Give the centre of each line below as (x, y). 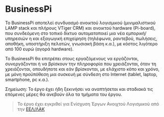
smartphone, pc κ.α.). (27, 79)
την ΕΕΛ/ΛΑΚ (31, 109)
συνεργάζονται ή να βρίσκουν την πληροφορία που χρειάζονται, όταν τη (81, 64)
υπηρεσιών (17, 39)
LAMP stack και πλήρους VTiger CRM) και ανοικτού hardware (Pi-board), (80, 28)
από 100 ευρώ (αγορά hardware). (39, 49)
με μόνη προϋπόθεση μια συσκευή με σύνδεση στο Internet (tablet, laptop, (81, 74)
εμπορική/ (136, 33)
